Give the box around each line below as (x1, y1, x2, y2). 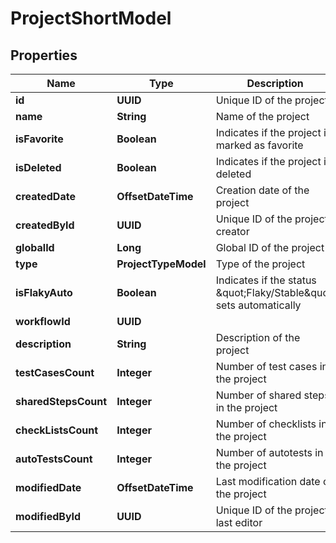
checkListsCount (15, 423, 99, 437)
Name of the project (215, 110, 310, 123)
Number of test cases (215, 360, 318, 373)
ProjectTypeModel (116, 257, 207, 271)
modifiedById (15, 510, 82, 523)
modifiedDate (15, 481, 82, 494)
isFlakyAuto (15, 286, 73, 299)
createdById (15, 218, 75, 232)
